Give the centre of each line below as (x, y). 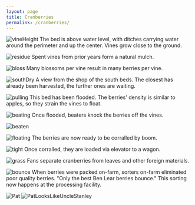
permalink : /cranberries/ (38, 22)
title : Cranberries (30, 17)
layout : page (22, 11)
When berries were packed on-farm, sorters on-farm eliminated (109, 172)
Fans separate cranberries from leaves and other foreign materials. (108, 161)
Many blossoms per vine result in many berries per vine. (95, 68)
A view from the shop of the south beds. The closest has (105, 80)
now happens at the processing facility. (54, 185)
